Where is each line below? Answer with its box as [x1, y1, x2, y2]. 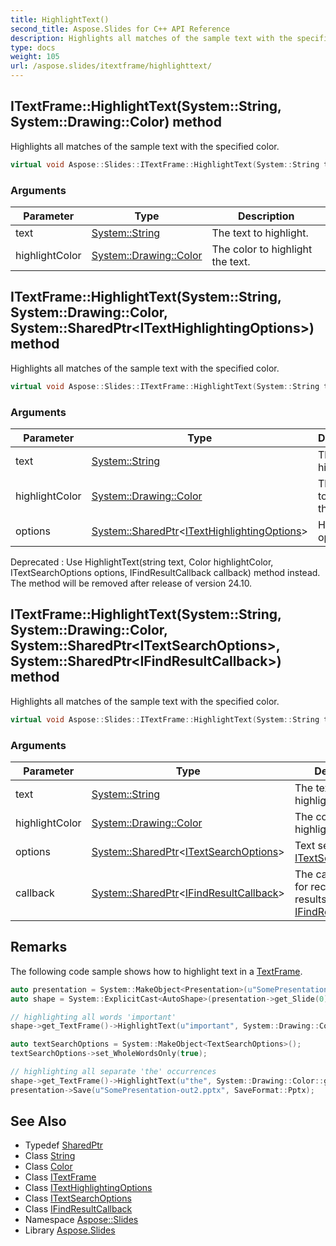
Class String [24, 1150, 76, 1162]
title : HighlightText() [10, 14, 110, 25]
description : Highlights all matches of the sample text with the [10, 33, 293, 43]
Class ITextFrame [24, 1171, 97, 1183]
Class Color [24, 1161, 73, 1173]
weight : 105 [10, 52, 60, 62]
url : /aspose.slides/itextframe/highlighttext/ [10, 61, 213, 71]
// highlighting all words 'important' [10, 1012, 177, 1022]
